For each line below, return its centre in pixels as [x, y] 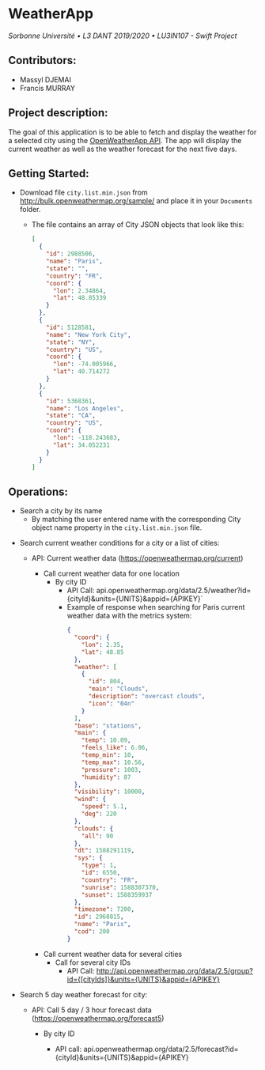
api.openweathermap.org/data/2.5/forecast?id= [161, 1049]
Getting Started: [49, 174]
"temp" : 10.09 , [106, 740]
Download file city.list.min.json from [83, 193]
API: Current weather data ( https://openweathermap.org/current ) [137, 558]
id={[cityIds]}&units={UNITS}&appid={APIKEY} [143, 979]
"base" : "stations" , [108, 726]
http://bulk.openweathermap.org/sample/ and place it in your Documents [136, 201]
